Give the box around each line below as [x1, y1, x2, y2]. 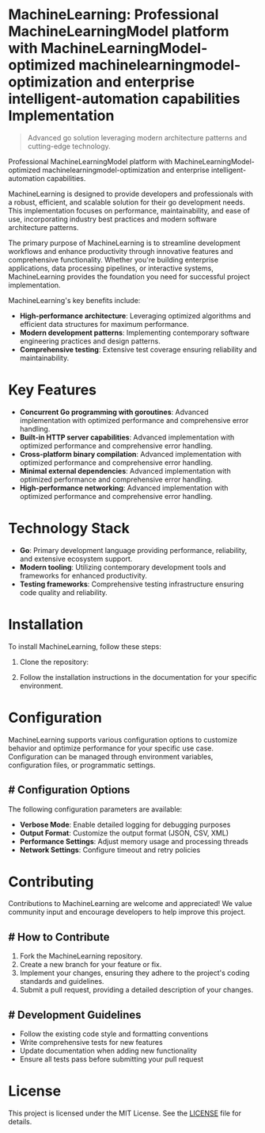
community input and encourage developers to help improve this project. [8, 907, 246, 917]
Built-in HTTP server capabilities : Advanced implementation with [19, 432, 235, 442]
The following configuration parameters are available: [8, 804, 183, 814]
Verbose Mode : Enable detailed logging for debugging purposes [19, 820, 231, 829]
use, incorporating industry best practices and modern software [8, 214, 218, 224]
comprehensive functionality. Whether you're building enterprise [8, 255, 219, 264]
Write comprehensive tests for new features [19, 1038, 164, 1047]
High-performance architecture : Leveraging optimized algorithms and [19, 311, 252, 321]
